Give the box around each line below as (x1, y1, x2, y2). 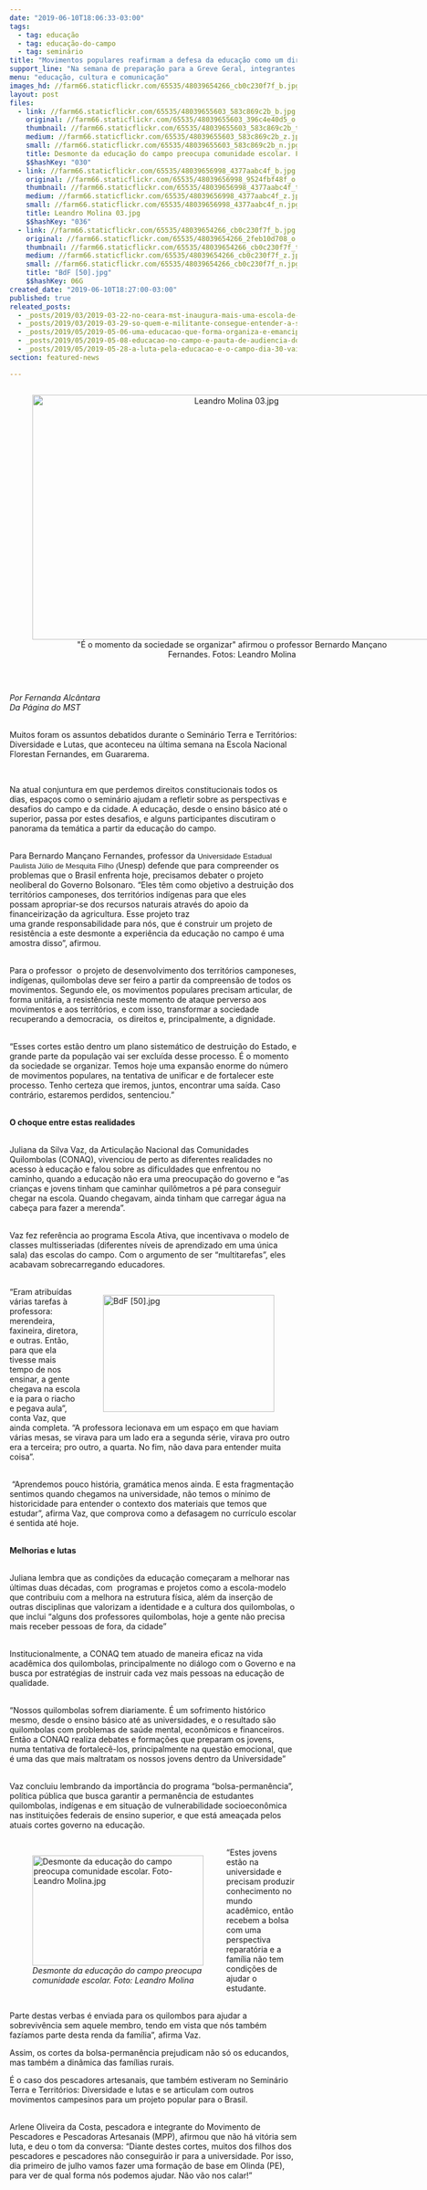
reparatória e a (226, 1943, 282, 1954)
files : (9, 98, 35, 108)
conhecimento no (226, 1885, 292, 1896)
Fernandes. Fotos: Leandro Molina (167, 648, 297, 659)
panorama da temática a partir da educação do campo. (9, 823, 217, 834)
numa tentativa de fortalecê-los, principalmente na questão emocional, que (9, 1743, 293, 1754)
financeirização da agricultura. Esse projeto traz (9, 908, 190, 919)
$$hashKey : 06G (26, 277, 84, 286)
